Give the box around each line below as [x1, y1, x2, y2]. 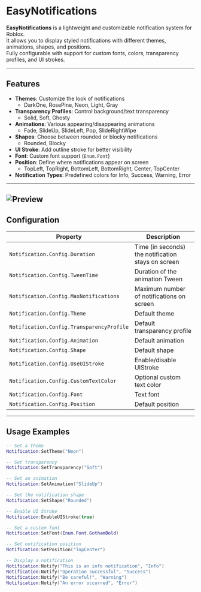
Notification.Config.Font [9, 391, 83, 398]
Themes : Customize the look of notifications [14, 95, 125, 102]
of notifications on [134, 292, 186, 300]
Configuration [6, 215, 60, 225]
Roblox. [6, 30, 25, 37]
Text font [134, 390, 160, 398]
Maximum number [134, 284, 186, 293]
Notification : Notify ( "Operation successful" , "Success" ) [6, 569, 151, 575]
